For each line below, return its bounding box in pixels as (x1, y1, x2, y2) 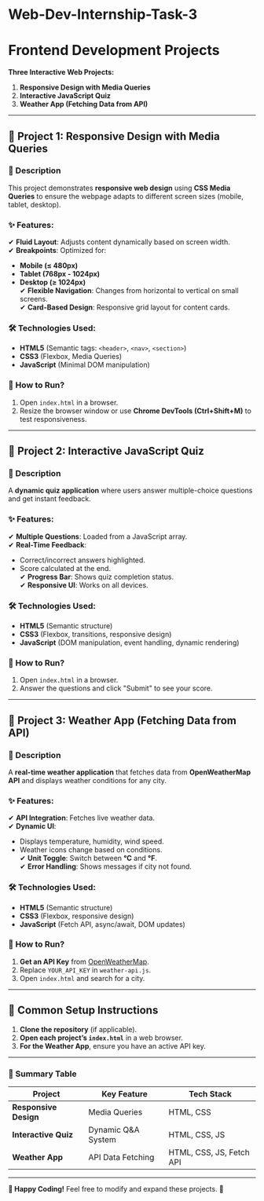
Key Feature (101, 1088, 148, 1099)
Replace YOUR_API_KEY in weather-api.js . (19, 965, 152, 975)
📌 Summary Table (8, 1068, 77, 1079)
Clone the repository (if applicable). (19, 1024, 137, 1034)
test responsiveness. (19, 414, 87, 423)
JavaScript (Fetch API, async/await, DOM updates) (19, 919, 186, 928)
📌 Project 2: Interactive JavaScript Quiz (8, 445, 204, 458)
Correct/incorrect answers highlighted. (19, 555, 145, 565)
